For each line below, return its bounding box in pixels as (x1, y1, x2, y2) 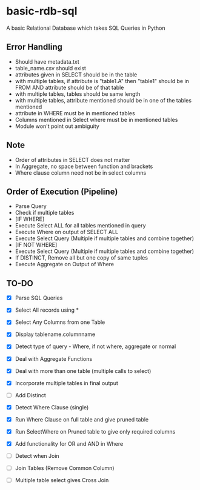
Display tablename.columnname (15, 331, 96, 338)
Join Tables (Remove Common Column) (15, 465, 115, 472)
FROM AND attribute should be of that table (15, 84, 124, 91)
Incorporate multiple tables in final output (15, 379, 118, 386)
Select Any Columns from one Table (15, 318, 105, 326)
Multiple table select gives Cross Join (15, 477, 109, 484)
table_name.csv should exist (15, 64, 87, 72)
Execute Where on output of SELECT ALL (15, 229, 119, 236)
